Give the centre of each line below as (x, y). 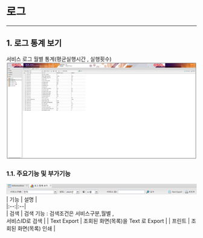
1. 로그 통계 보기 (34, 43)
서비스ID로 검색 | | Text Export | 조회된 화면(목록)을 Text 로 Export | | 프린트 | (98, 221)
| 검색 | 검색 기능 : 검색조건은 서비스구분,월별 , (60, 213)
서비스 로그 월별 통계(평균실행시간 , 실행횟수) (59, 59)
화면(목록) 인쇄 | (36, 228)
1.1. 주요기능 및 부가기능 (39, 174)
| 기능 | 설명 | (22, 199)
